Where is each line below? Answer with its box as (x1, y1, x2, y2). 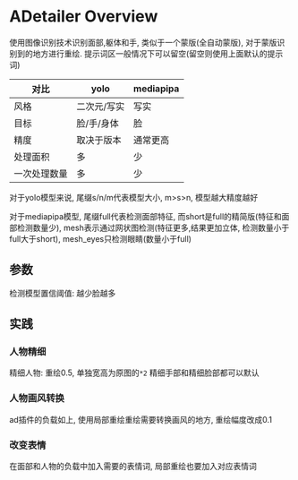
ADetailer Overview (9, 6, 158, 27)
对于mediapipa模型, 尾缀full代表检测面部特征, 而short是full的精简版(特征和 (9, 210, 282, 221)
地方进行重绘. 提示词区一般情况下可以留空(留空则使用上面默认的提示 (32, 47, 284, 59)
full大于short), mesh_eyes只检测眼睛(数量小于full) (9, 233, 192, 244)
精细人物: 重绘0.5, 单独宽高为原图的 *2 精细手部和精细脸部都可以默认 (9, 367, 260, 378)
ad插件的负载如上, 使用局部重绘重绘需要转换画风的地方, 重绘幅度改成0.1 (9, 414, 273, 424)
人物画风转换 (9, 392, 65, 405)
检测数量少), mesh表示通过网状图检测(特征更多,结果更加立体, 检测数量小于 (16, 222, 290, 233)
